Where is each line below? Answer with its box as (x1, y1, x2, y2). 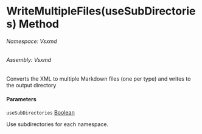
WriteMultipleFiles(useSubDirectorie (6, 4, 196, 18)
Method (18, 17, 60, 31)
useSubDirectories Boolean (6, 109, 75, 116)
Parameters (6, 95, 37, 102)
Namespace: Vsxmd (6, 38, 57, 45)
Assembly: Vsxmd (6, 56, 52, 64)
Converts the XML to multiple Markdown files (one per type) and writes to (6, 75, 191, 82)
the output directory (6, 82, 57, 89)
